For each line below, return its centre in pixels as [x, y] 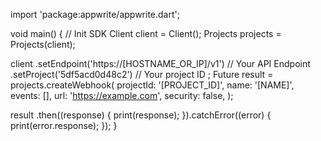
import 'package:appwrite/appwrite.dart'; [95, 14]
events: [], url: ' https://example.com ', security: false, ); [122, 95]
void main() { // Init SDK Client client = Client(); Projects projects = [146, 33]
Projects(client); [43, 44]
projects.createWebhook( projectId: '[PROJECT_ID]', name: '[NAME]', [152, 85]
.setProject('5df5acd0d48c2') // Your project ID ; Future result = [142, 74]
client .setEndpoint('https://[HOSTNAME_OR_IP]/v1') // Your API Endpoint [160, 63]
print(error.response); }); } [64, 125]
